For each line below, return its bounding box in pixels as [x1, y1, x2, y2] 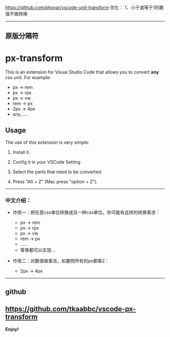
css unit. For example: [5, 74, 52, 81]
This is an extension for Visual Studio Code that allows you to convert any [5, 69, 159, 75]
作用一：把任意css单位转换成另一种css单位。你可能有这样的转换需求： [12, 209, 160, 215]
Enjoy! [5, 326, 19, 332]
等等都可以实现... [20, 247, 56, 253]
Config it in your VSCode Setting [12, 159, 81, 165]
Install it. [12, 149, 30, 156]
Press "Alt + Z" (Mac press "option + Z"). [12, 179, 98, 185]
